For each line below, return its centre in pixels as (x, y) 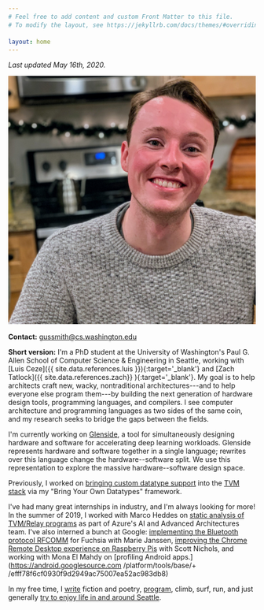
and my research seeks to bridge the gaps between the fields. (109, 419)
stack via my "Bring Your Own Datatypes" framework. (95, 492)
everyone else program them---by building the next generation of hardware (130, 394)
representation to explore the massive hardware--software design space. (126, 468)
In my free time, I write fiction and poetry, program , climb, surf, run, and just (131, 589)
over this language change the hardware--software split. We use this (119, 459)
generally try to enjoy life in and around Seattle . (85, 597)
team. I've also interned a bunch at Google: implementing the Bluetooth (123, 532)
